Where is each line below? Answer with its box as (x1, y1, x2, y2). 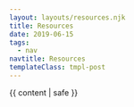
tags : (9, 37, 29, 47)
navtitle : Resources (9, 54, 87, 63)
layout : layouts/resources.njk (9, 12, 126, 22)
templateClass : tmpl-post (9, 63, 105, 72)
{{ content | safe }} (9, 86, 79, 98)
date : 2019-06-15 (9, 29, 74, 38)
